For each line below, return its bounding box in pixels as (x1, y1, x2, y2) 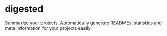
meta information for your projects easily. (5, 25, 92, 31)
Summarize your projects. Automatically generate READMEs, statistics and (5, 20, 162, 26)
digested (5, 3, 44, 15)
